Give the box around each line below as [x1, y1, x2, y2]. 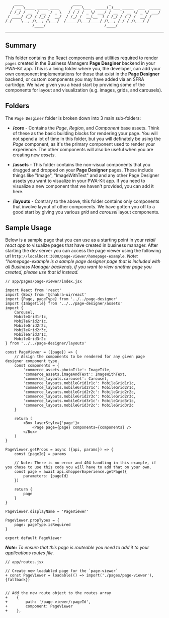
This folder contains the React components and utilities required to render [5, 55, 158, 61]
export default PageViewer [5, 536, 62, 541]
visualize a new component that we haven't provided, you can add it [12, 183, 154, 189]
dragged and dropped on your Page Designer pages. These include [12, 167, 153, 173]
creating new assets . [12, 152, 56, 158]
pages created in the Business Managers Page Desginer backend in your [5, 60, 156, 66]
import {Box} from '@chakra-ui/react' [5, 292, 87, 297]
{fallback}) [5, 578, 30, 583]
